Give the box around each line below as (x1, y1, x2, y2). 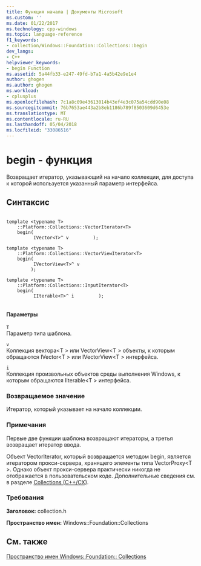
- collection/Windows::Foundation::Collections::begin (6, 43, 148, 49)
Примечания (6, 421, 47, 429)
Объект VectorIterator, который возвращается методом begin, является (6, 453, 191, 460)
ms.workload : (6, 88, 39, 94)
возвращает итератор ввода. (6, 441, 82, 448)
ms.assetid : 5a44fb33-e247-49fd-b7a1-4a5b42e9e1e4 (6, 71, 137, 77)
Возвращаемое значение (6, 391, 85, 400)
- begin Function (6, 65, 50, 72)
